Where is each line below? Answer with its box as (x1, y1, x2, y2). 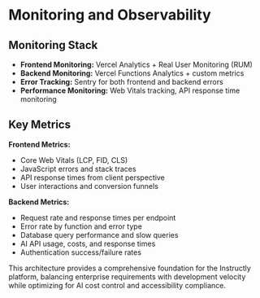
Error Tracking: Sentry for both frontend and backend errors (19, 77, 223, 86)
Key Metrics (8, 118, 71, 132)
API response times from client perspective (19, 173, 165, 182)
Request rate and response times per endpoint (19, 213, 176, 222)
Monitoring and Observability (8, 6, 211, 24)
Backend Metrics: (8, 197, 70, 207)
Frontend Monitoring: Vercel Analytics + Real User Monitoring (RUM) (19, 59, 253, 69)
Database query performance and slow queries (19, 230, 179, 239)
